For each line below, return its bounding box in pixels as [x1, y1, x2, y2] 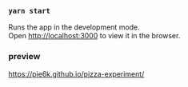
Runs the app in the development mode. [8, 22, 140, 32]
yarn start [8, 6, 50, 15]
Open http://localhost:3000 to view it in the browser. [8, 31, 181, 41]
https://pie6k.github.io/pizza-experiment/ [8, 69, 145, 78]
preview [8, 51, 41, 62]
